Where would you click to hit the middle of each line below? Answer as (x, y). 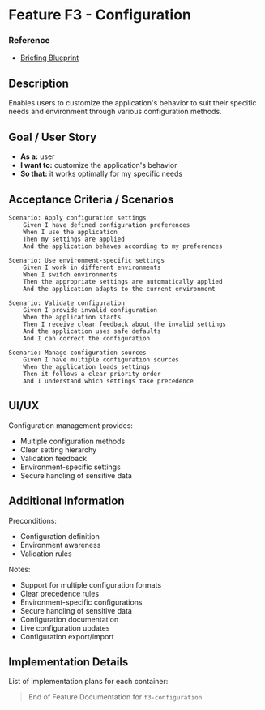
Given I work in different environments (92, 267)
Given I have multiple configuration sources (101, 359)
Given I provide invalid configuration (90, 310)
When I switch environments (70, 274)
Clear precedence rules (60, 593)
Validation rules (46, 554)
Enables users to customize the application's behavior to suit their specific (132, 103)
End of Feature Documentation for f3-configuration (115, 697)
